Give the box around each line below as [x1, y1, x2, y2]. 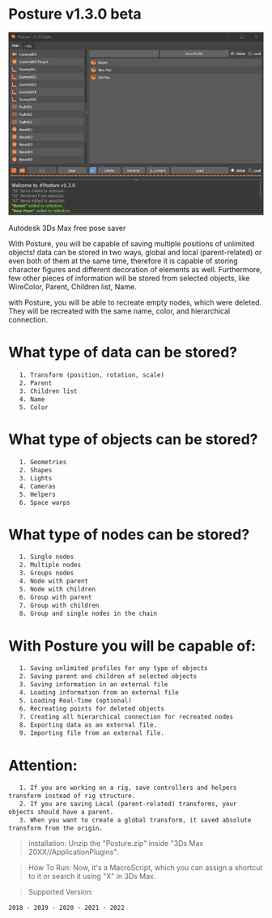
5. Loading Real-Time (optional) [19, 697, 132, 705]
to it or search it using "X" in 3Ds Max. [28, 872, 156, 882]
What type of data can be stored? [8, 343, 238, 361]
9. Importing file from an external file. [19, 729, 164, 737]
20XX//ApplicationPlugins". [28, 848, 119, 857]
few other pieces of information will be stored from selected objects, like [8, 273, 250, 283]
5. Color [19, 403, 49, 412]
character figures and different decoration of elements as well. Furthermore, [8, 264, 263, 274]
